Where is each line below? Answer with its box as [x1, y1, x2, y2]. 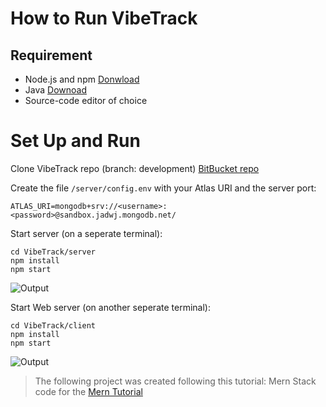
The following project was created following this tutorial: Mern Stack [34, 375, 317, 387]
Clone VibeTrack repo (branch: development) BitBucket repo [10, 162, 260, 174]
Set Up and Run [10, 130, 141, 152]
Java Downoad [24, 84, 87, 96]
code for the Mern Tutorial [34, 385, 143, 397]
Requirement [10, 47, 93, 64]
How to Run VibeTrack [10, 7, 198, 30]
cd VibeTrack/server [10, 247, 97, 257]
